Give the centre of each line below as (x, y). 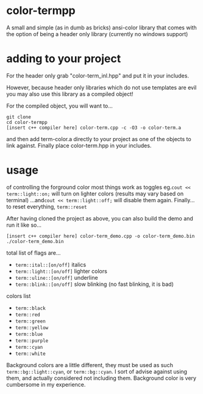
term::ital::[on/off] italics (51, 264)
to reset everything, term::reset (47, 206)
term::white (30, 354)
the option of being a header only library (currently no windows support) (97, 34)
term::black (30, 308)
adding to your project (64, 59)
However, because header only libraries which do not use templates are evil (101, 87)
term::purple (32, 341)
